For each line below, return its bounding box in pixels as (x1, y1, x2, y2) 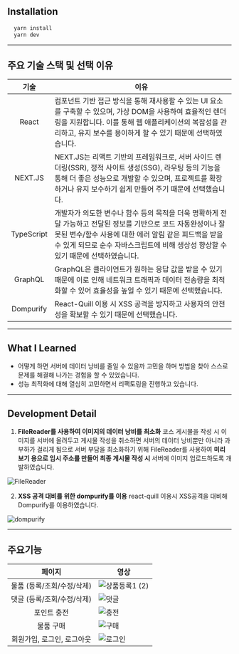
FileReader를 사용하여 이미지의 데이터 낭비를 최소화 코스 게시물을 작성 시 (17, 427, 220, 435)
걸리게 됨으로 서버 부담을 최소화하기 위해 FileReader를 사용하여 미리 (36, 445, 226, 453)
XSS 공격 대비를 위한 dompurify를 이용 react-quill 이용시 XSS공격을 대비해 (17, 492, 228, 500)
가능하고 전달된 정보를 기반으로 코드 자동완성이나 (63, 219, 217, 229)
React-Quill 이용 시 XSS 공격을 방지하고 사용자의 (54, 299, 211, 309)
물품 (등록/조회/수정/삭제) (11, 581, 92, 591)
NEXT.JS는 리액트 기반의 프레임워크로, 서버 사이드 (54, 152, 213, 162)
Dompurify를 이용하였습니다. (17, 501, 99, 509)
